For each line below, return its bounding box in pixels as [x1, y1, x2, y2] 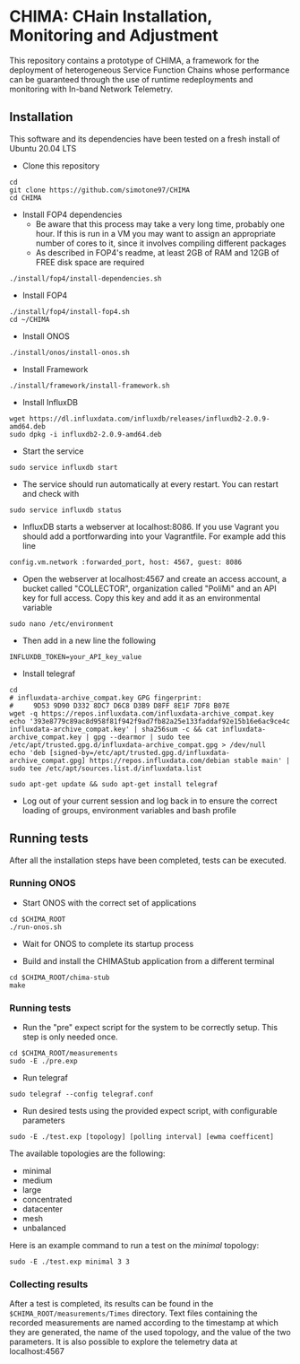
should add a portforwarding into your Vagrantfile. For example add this [21, 531, 287, 542]
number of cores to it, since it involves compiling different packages [35, 238, 287, 248]
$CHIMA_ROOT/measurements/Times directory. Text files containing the [9, 1308, 258, 1319]
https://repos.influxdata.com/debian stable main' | [89, 756, 291, 765]
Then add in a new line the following [21, 635, 157, 646]
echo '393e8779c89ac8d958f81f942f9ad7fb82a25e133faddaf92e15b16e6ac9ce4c [9, 717, 291, 725]
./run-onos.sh [9, 922, 63, 932]
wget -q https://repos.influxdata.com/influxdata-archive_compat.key [9, 708, 275, 718]
